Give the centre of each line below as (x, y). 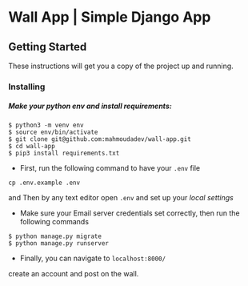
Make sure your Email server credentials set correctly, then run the (130, 213)
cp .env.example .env (44, 183)
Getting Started (48, 47)
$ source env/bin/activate (53, 132)
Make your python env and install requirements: (90, 106)
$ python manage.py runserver (59, 243)
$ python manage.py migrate (55, 236)
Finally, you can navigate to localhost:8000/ (93, 258)
